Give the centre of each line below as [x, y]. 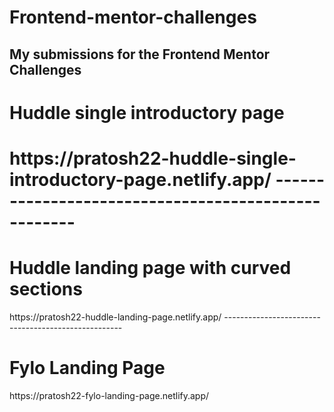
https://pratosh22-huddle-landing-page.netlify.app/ [115, 317]
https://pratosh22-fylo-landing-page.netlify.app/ [109, 395]
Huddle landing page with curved [150, 268]
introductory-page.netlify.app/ [140, 179]
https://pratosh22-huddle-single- [153, 158]
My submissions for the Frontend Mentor [140, 54]
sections [46, 289]
